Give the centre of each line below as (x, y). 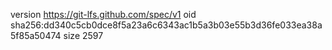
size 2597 (83, 35)
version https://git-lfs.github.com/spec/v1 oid (103, 14)
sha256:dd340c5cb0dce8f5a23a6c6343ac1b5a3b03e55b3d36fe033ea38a (166, 25)
